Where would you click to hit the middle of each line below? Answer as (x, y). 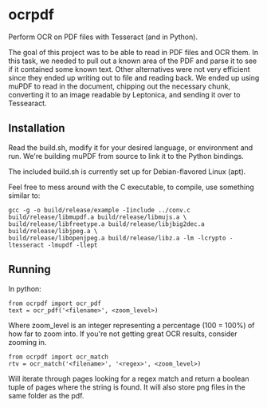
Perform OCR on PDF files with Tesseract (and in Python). (103, 37)
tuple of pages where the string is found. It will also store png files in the (127, 387)
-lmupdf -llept (73, 245)
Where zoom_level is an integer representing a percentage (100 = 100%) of (132, 325)
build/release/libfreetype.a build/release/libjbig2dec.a (106, 224)
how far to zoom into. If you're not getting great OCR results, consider (123, 334)
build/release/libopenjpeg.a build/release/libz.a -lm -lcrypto (117, 238)
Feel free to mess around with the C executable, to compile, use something (132, 187)
